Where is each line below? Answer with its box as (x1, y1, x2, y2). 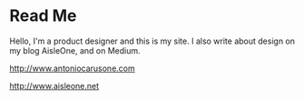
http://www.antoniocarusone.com (9, 63, 135, 74)
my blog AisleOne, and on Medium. (9, 45, 141, 55)
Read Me (9, 5, 77, 26)
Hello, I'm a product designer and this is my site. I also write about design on (9, 35, 296, 46)
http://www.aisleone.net (9, 80, 100, 91)
